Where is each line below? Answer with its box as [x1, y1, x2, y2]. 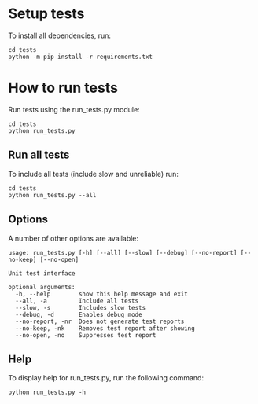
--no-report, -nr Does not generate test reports [15, 318, 185, 325]
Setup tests [8, 5, 85, 23]
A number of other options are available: [8, 233, 139, 243]
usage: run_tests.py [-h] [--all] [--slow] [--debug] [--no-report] [8, 248, 238, 256]
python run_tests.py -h [8, 388, 87, 397]
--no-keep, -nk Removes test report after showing [15, 324, 195, 332]
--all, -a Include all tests [15, 296, 139, 305]
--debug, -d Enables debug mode [15, 310, 143, 318]
